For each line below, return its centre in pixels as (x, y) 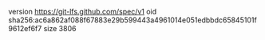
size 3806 (60, 28)
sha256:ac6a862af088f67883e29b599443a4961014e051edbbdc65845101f (132, 20)
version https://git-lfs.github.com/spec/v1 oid (83, 12)
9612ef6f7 (25, 28)
